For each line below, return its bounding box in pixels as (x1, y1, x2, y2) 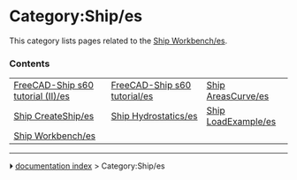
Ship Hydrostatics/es (110, 110, 198, 123)
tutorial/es (110, 90, 154, 102)
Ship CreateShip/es (13, 110, 95, 123)
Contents (9, 57, 50, 70)
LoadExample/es (206, 116, 277, 128)
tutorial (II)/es (13, 90, 71, 102)
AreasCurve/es (206, 90, 270, 102)
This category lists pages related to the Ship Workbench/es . (9, 35, 228, 46)
